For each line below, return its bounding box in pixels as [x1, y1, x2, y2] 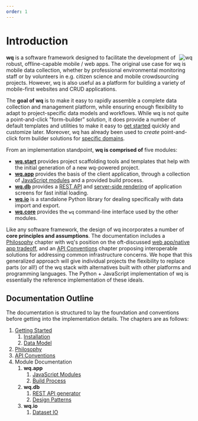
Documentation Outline [6, 293, 94, 303]
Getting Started [14, 327, 52, 334]
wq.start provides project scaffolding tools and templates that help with [14, 158, 190, 165]
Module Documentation [14, 358, 72, 365]
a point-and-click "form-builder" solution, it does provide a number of [6, 116, 176, 123]
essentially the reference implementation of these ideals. [6, 276, 145, 283]
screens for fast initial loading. [14, 189, 89, 196]
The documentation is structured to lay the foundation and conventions [6, 309, 179, 316]
